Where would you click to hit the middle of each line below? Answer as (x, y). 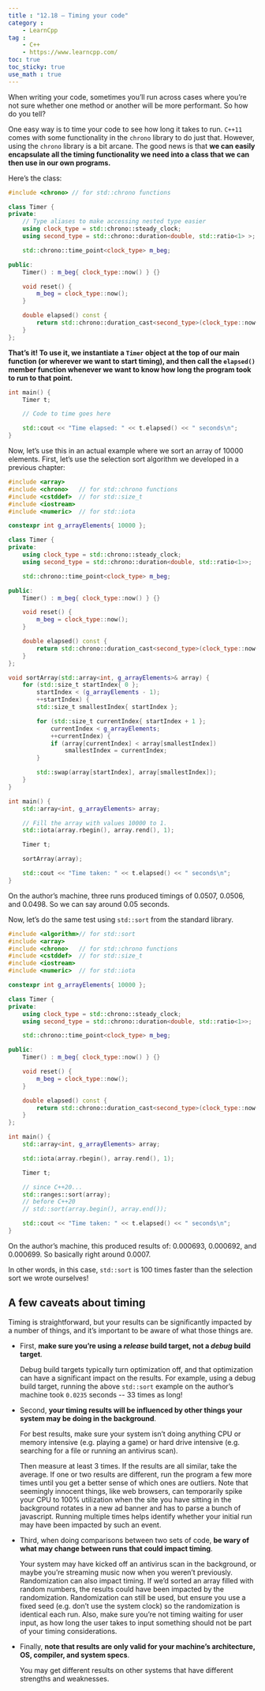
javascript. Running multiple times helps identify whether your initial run (136, 1516)
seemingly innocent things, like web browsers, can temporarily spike (131, 1491)
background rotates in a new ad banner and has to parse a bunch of (130, 1507)
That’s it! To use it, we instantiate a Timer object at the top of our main (124, 352)
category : (26, 23)
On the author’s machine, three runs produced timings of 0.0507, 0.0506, (127, 896)
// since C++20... (52, 1187)
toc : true (24, 60)
